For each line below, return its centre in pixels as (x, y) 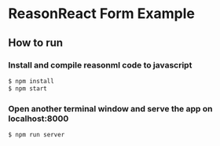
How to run (36, 43)
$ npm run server (37, 134)
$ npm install (31, 81)
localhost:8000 (38, 119)
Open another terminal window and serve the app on (110, 108)
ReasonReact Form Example (101, 14)
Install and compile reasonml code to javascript (100, 65)
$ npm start (27, 88)
